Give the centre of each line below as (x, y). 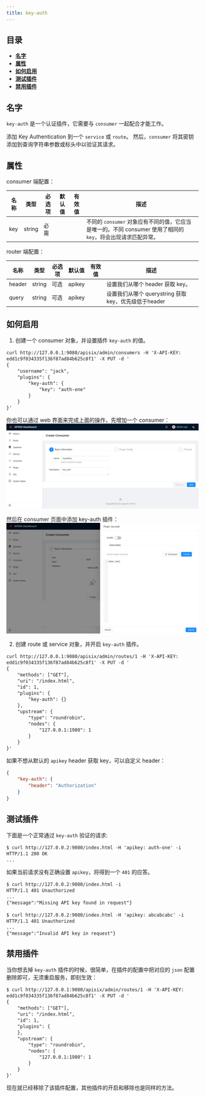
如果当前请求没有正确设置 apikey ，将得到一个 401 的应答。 (80, 872)
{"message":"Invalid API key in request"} (61, 933)
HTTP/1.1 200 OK (27, 854)
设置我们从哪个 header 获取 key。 (149, 284)
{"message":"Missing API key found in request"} (69, 903)
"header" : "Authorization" (63, 786)
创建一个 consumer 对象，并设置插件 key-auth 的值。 (82, 340)
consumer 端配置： (31, 181)
